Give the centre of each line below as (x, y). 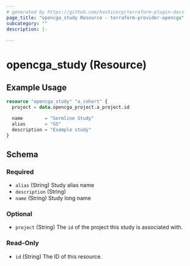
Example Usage (37, 87)
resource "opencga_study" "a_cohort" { (57, 102)
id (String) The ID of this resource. (59, 256)
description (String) (40, 192)
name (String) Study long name (53, 198)
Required (20, 172)
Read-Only (23, 243)
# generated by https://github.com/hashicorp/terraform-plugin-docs (95, 12)
